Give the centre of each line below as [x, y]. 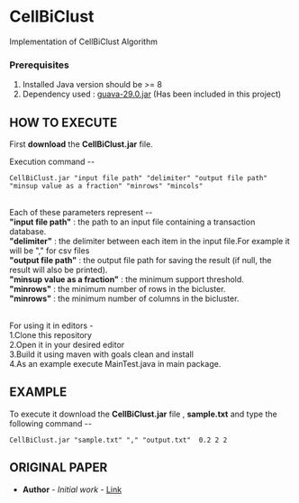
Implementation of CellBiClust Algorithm [83, 41]
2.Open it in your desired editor [67, 345]
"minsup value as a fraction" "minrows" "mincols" [106, 187]
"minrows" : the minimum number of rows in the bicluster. [118, 289]
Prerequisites [39, 65]
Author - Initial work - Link [72, 489]
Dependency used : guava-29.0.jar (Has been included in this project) [152, 94]
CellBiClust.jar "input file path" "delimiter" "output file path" [139, 178]
